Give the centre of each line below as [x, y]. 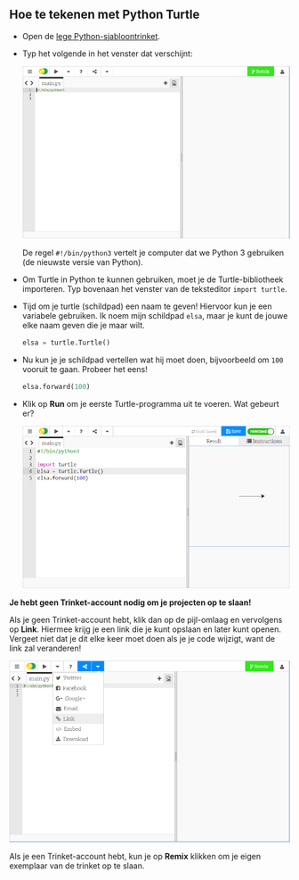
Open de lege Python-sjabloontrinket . [91, 36]
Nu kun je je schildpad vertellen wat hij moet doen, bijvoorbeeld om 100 [153, 360]
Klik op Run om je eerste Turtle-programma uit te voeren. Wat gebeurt [150, 403]
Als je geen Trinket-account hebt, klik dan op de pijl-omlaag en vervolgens [146, 620]
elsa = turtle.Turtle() [66, 343]
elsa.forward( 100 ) [56, 386]
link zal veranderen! [45, 648]
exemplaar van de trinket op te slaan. [77, 866]
